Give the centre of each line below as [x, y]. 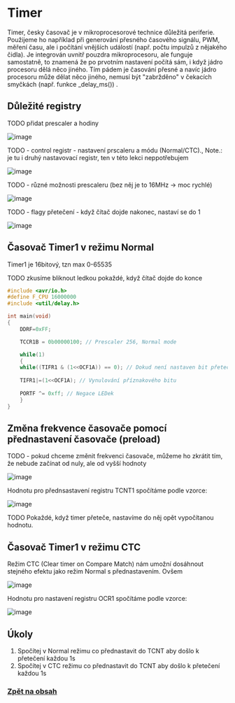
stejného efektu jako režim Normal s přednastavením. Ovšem [95, 571]
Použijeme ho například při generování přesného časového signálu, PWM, [114, 39]
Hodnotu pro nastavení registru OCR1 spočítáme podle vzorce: [97, 599]
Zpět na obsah [32, 691]
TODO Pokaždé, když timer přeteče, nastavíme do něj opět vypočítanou [111, 518]
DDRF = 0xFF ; [36, 329]
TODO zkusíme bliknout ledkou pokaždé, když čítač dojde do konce [105, 278]
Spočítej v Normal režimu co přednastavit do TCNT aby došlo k [108, 651]
